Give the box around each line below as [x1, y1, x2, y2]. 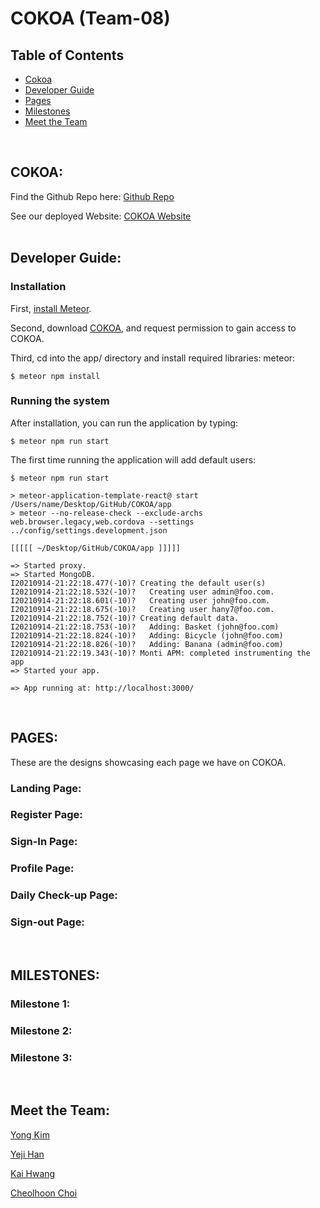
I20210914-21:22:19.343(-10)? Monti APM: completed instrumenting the [10, 648, 311, 658]
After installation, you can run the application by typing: [10, 417, 239, 429]
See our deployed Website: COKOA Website [10, 210, 192, 222]
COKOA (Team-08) [10, 7, 171, 30]
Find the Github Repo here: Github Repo [10, 190, 175, 202]
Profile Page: [10, 862, 75, 876]
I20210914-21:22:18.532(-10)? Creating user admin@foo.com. [10, 587, 275, 597]
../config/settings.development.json [10, 525, 168, 536]
